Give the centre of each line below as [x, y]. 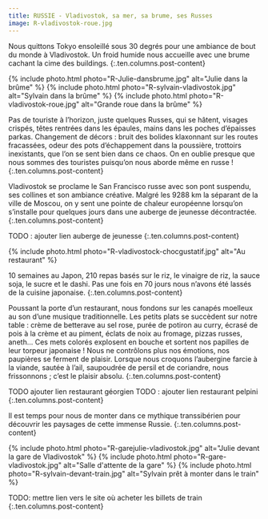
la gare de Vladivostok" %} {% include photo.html [90, 457]
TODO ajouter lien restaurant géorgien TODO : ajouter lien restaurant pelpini [133, 391]
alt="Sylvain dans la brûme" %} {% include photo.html [98, 95]
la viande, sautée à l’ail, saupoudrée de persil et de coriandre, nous [119, 367]
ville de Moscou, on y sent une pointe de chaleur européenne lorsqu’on [126, 203]
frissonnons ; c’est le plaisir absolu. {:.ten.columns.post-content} [115, 376]
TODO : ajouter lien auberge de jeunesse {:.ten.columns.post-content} [124, 235]
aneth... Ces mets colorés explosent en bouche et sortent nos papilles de [129, 342]
